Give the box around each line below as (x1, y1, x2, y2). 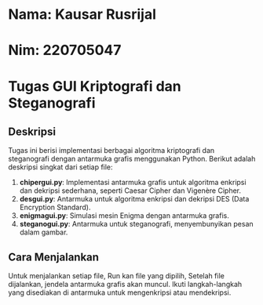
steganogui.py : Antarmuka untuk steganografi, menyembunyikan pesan (19, 220, 254, 229)
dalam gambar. (19, 227, 68, 237)
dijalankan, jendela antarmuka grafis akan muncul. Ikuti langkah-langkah (8, 280, 243, 289)
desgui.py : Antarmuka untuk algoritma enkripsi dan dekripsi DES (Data (19, 194, 250, 204)
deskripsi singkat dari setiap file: (8, 162, 113, 172)
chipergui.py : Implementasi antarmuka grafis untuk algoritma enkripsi (19, 178, 247, 187)
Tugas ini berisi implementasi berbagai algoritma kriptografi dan (8, 146, 215, 155)
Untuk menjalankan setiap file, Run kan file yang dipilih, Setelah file (8, 271, 225, 281)
